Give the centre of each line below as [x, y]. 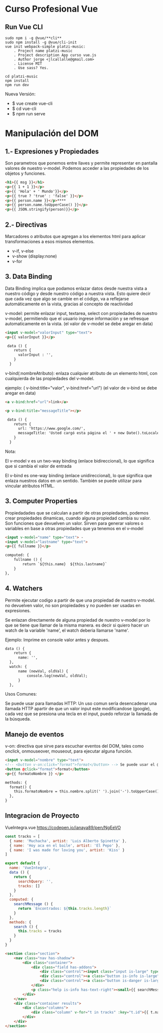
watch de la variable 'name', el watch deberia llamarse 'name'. [67, 630]
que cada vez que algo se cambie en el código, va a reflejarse [67, 298]
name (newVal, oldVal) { [43, 671]
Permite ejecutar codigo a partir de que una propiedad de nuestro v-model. [80, 600]
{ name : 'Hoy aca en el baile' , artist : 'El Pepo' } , [65, 846]
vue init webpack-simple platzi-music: [45, 47]
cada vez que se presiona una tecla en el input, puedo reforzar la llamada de [81, 714]
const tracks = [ [23, 836]
